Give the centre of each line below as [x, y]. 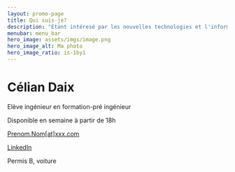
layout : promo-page [36, 14]
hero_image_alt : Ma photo [45, 46]
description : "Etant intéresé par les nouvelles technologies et [104, 27]
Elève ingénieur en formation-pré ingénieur [69, 106]
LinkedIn [20, 147]
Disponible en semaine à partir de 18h [62, 120]
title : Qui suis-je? [37, 20]
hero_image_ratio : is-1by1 [47, 53]
